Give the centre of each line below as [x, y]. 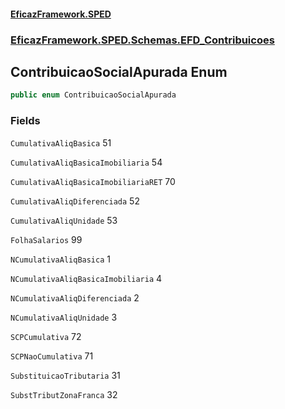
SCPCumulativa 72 [46, 336]
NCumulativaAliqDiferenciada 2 [75, 297]
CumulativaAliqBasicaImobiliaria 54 [86, 162]
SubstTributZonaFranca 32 [64, 394]
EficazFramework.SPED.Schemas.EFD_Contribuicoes [142, 40]
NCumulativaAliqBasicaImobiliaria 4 [86, 278]
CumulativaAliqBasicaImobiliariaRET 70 [93, 181]
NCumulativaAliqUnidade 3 [64, 317]
